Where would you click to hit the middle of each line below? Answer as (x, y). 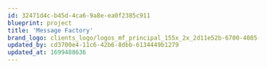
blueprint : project (40, 23)
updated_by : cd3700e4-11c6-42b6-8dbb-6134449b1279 (93, 45)
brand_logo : (27, 38)
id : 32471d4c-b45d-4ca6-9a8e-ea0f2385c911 (79, 15)
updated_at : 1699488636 (47, 52)
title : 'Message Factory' (50, 30)
